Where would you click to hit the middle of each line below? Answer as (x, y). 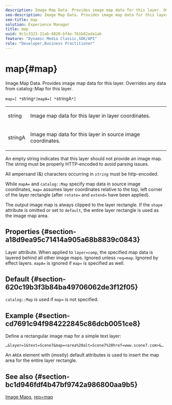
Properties (23, 232)
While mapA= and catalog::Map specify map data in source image (73, 184)
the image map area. (27, 216)
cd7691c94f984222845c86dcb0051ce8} (73, 324)
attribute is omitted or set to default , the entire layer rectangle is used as (82, 210)
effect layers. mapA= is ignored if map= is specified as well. (65, 263)
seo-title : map (21, 20)
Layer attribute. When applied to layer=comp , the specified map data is (79, 252)
